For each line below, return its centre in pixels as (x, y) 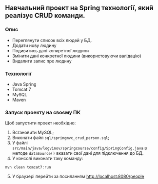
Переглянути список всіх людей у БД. (52, 40)
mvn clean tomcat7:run (28, 167)
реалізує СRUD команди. (45, 16)
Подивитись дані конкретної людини (50, 50)
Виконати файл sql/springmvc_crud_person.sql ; (61, 138)
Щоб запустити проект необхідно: (40, 123)
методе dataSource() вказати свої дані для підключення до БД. (78, 153)
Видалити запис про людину (42, 61)
